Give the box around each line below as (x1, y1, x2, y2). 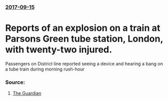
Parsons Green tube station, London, (5, 33, 163, 45)
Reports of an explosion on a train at (5, 22, 161, 34)
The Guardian (12, 90, 42, 96)
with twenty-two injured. (5, 44, 113, 55)
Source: (5, 79, 25, 86)
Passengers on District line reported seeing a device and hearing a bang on (5, 60, 163, 66)
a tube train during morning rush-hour (5, 66, 85, 72)
